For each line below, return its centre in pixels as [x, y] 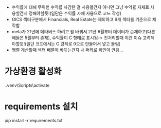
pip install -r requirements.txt [34, 120]
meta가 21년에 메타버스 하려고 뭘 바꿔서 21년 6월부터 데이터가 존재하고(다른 [83, 32]
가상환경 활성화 [33, 72]
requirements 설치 [41, 107]
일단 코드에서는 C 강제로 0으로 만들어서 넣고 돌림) [73, 44]
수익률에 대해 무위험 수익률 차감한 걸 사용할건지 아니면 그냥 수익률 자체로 [80, 7]
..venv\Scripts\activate [27, 85]
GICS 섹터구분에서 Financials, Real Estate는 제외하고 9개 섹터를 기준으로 [81, 19]
